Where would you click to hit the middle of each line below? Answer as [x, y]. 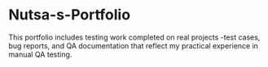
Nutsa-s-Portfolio [70, 15]
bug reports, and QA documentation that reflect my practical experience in [134, 45]
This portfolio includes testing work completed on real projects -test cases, [134, 37]
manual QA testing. [40, 54]
